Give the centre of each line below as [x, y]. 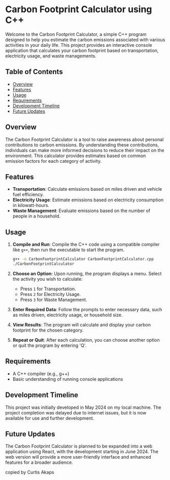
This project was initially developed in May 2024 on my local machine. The [83, 407]
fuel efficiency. [28, 195]
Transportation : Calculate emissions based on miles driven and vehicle [87, 189]
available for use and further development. [50, 418]
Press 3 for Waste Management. [54, 299]
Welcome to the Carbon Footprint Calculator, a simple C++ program [76, 34]
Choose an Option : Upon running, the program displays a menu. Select [87, 274]
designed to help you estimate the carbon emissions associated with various [85, 40]
